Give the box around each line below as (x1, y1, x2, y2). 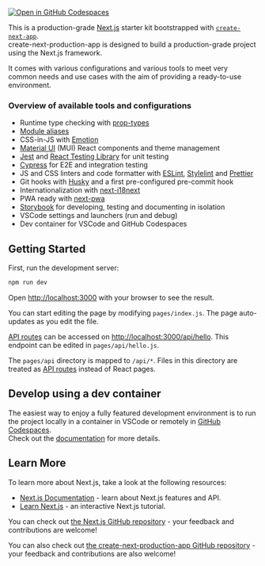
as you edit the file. (36, 316, 99, 326)
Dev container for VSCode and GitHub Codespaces (19, 219, 187, 229)
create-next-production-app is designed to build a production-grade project (8, 40, 256, 49)
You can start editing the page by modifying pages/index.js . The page (8, 308, 238, 317)
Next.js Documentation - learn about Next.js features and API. (19, 492, 221, 503)
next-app (8, 33, 37, 40)
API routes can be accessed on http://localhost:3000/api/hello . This (8, 331, 229, 341)
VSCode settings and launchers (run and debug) (19, 211, 178, 220)
